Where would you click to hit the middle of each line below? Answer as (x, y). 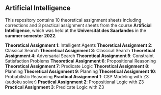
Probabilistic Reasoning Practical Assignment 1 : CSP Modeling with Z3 (77, 76)
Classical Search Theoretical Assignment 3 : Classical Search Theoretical (80, 50)
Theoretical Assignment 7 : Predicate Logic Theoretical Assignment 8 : (77, 66)
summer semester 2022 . (31, 35)
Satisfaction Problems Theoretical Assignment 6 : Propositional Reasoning (80, 61)
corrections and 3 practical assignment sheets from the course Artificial (79, 25)
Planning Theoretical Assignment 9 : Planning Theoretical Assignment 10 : (81, 71)
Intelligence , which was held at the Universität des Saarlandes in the (76, 30)
